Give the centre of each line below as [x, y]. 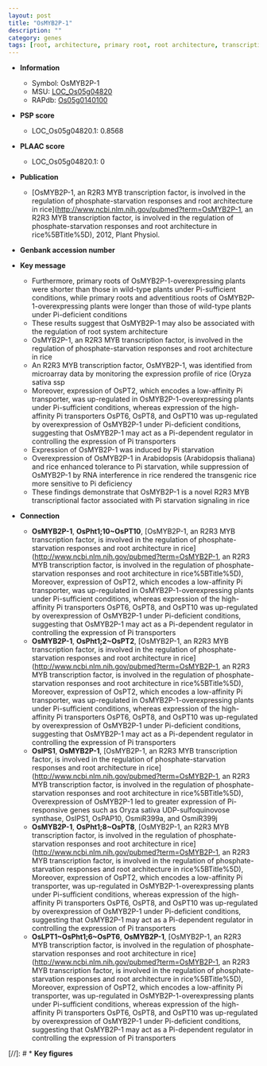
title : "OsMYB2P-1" [41, 23]
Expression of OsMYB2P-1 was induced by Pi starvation [123, 450]
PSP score [37, 115]
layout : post [30, 16]
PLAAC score [42, 146]
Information [40, 68]
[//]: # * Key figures [41, 1053]
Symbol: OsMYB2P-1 [66, 83]
